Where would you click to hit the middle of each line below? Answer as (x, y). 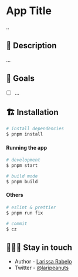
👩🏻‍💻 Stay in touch (39, 247)
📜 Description (31, 46)
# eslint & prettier (31, 207)
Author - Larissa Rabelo (43, 262)
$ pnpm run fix (25, 213)
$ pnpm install (25, 134)
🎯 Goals (21, 79)
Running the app (27, 147)
